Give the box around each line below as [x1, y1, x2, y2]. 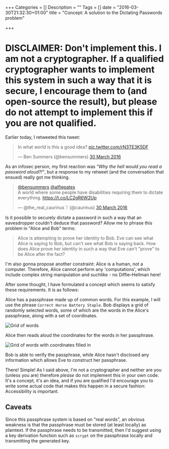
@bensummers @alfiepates [17, 184, 76, 190]
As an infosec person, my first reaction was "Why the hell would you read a [5, 163, 162, 170]
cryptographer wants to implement [5, 64, 155, 75]
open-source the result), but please [5, 96, 157, 107]
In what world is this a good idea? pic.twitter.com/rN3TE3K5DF [17, 144, 149, 150]
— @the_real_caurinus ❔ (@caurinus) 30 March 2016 [17, 204, 128, 210]
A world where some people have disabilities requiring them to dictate [17, 189, 163, 195]
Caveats [5, 403, 32, 412]
